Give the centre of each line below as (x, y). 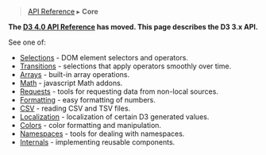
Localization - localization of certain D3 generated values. (114, 117)
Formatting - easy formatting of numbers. (88, 100)
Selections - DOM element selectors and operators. (104, 58)
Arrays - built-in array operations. (75, 74)
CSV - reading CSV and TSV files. (75, 108)
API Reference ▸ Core (63, 12)
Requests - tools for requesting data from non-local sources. (119, 91)
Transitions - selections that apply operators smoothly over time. (125, 66)
